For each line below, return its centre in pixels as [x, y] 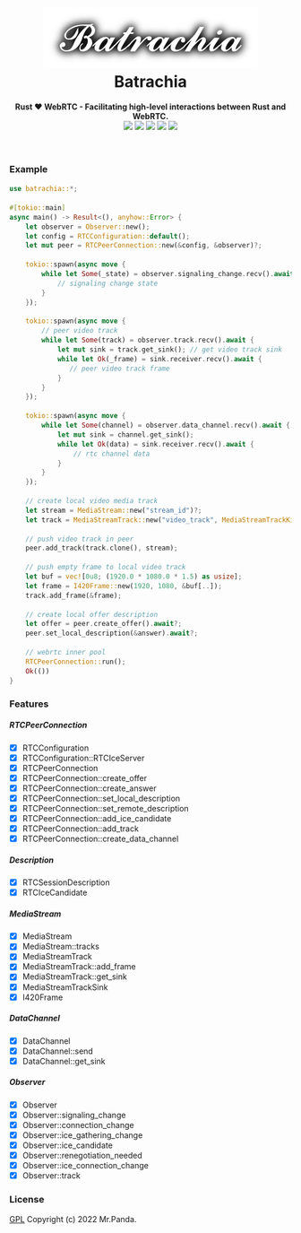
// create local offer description [92, 614]
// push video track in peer [80, 539]
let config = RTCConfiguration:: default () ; [108, 236]
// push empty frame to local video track [106, 568]
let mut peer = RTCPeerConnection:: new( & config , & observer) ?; [144, 246]
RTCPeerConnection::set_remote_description [106, 808]
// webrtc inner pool [65, 653]
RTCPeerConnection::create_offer [85, 777]
